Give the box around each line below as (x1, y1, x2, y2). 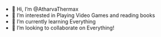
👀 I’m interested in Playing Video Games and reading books (11, 12, 156, 19)
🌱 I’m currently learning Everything (11, 18, 96, 25)
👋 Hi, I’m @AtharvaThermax (11, 6, 79, 12)
